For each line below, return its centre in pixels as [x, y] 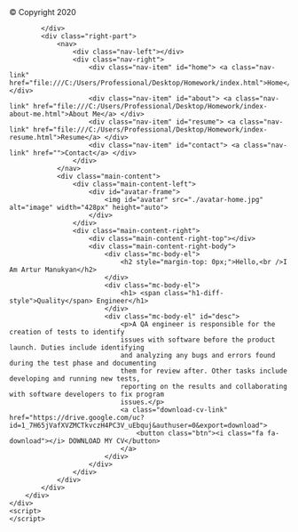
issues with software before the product [198, 340]
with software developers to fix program [87, 394]
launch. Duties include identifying [77, 348]
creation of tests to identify [67, 332]
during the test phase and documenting [83, 363]
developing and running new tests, [75, 379]
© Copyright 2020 [43, 12]
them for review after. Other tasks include [204, 371]
